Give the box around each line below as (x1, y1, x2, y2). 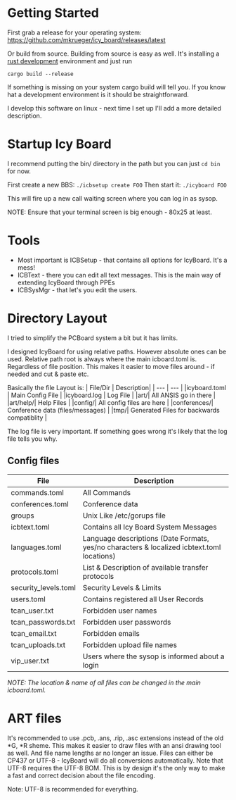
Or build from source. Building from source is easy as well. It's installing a (7, 49, 220, 58)
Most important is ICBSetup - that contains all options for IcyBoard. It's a (17, 256, 228, 264)
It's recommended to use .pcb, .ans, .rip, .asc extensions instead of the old (7, 734, 224, 742)
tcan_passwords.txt (11, 617, 76, 627)
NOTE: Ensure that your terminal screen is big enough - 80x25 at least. (7, 208, 212, 216)
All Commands (82, 487, 131, 497)
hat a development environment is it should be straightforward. (7, 90, 190, 99)
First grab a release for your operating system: (7, 28, 142, 37)
